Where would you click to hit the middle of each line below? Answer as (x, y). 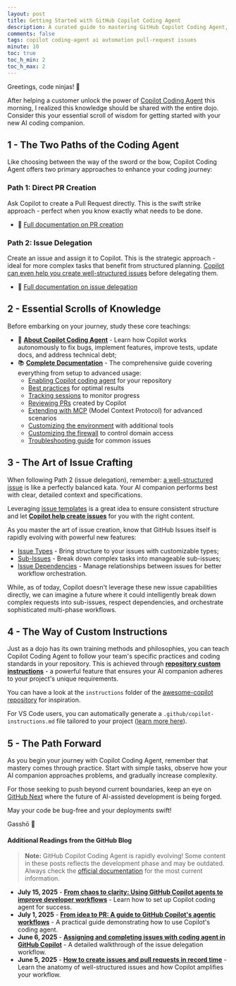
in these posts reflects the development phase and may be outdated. (124, 864)
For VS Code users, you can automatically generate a (85, 714)
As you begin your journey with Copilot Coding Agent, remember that (108, 761)
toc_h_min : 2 (26, 60)
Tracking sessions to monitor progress (84, 395)
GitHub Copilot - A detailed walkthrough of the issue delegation (110, 945)
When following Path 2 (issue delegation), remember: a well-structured (110, 480)
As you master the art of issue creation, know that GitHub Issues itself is (112, 529)
